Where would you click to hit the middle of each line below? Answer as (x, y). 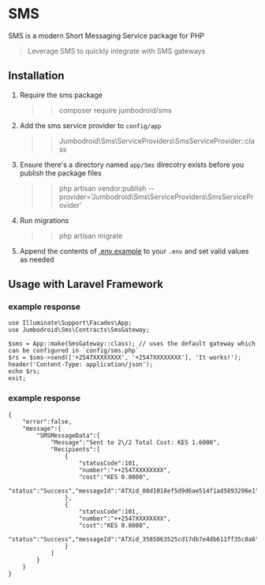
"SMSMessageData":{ (69, 436)
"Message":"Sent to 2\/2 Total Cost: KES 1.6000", (135, 442)
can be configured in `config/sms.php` (74, 351)
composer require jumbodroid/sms (115, 110)
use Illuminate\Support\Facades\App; (70, 323)
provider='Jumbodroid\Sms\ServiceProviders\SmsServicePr (156, 196)
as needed (37, 259)
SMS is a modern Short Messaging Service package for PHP (106, 36)
